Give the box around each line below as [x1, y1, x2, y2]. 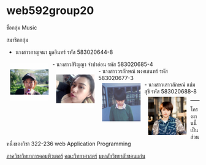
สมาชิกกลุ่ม [6, 36, 29, 43]
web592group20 [6, 4, 94, 18]
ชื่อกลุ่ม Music [6, 24, 37, 31]
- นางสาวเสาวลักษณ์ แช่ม [144, 81, 196, 88]
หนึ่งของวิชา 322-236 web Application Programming [6, 140, 131, 147]
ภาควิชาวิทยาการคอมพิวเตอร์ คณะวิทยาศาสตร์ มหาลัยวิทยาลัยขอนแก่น [6, 152, 146, 159]
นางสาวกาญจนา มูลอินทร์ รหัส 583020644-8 [15, 48, 113, 56]
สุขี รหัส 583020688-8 [144, 87, 197, 95]
